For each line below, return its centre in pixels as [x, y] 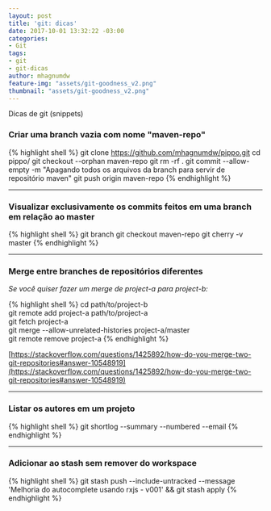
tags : [17, 53]
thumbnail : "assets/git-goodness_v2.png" [79, 91]
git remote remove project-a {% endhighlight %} [89, 339]
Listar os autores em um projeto [72, 408]
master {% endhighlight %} [54, 242]
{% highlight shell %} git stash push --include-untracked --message [122, 480]
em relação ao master [52, 216]
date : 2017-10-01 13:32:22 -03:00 [67, 31]
